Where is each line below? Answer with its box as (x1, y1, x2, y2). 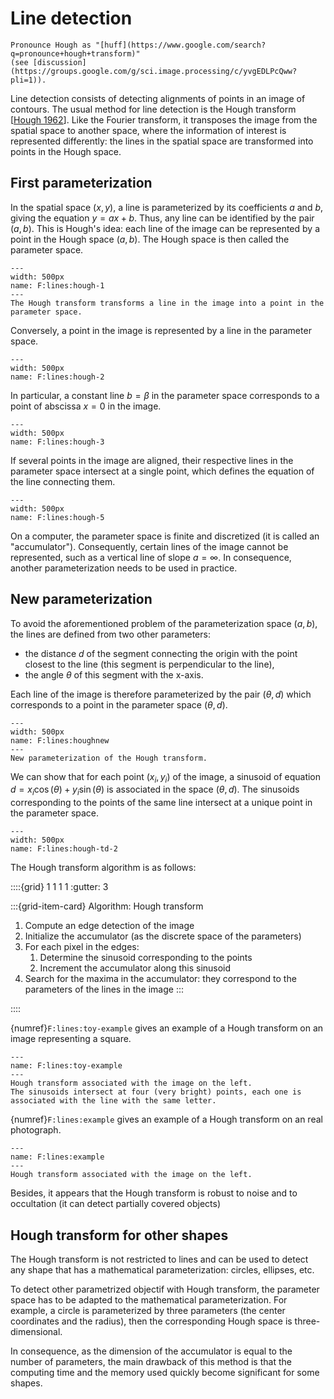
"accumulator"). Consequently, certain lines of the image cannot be (10, 540, 289, 552)
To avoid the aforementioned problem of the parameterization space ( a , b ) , (10, 617, 318, 629)
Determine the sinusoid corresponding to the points (39, 952, 253, 964)
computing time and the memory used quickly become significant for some (10, 1366, 320, 1378)
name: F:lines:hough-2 (10, 372, 105, 382)
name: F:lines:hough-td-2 (10, 844, 118, 854)
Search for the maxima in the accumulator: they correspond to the (24, 973, 297, 985)
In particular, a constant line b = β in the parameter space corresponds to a (10, 389, 320, 401)
